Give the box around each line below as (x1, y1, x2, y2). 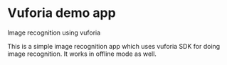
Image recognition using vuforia (7, 28, 101, 37)
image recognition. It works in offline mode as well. (7, 49, 157, 58)
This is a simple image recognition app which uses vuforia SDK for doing (7, 42, 221, 50)
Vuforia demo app (7, 5, 116, 21)
